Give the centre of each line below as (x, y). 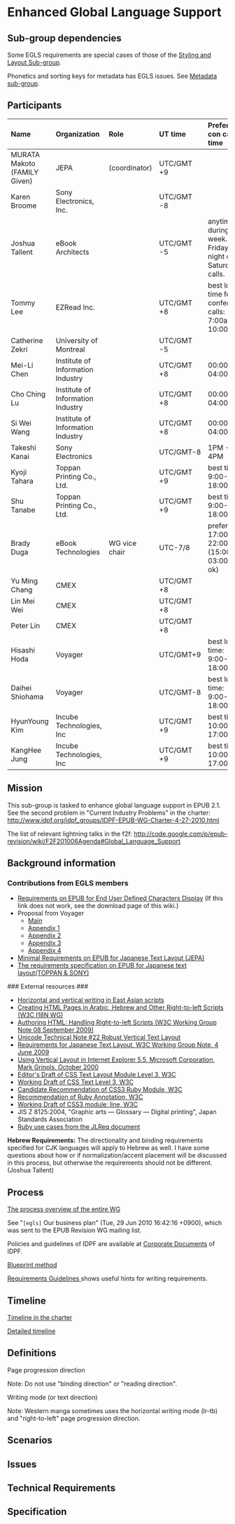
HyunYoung (30, 721)
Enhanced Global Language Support (114, 12)
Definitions (32, 1353)
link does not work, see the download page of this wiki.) (98, 906)
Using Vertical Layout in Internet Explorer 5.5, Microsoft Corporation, (116, 1060)
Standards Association (50, 1119)
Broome (24, 206)
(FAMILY (25, 172)
